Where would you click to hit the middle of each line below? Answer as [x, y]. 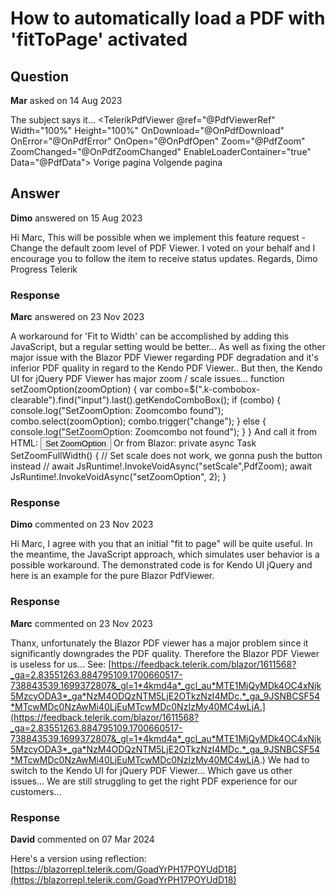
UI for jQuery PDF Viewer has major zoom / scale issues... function [147, 379]
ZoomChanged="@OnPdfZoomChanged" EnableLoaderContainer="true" [161, 151]
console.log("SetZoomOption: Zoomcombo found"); [117, 411]
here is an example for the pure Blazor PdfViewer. [112, 576]
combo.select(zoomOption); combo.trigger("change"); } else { [138, 421]
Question [39, 76]
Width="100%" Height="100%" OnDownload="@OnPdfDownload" [147, 130]
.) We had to [284, 759]
